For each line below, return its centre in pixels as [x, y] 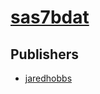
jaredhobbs [48, 78]
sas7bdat [50, 17]
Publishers [44, 54]
